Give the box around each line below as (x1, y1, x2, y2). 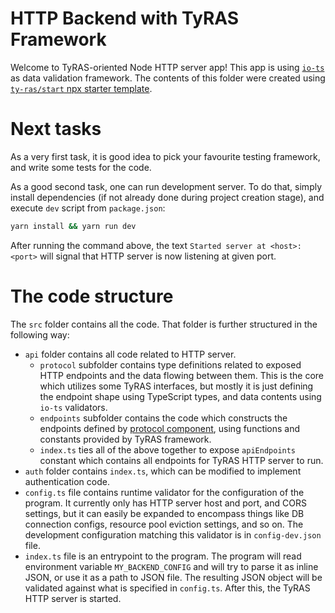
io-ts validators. (39, 401, 108, 413)
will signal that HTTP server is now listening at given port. (39, 250, 277, 262)
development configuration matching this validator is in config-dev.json (24, 528, 322, 541)
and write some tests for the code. (10, 161, 152, 173)
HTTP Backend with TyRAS (10, 7, 240, 30)
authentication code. (24, 475, 110, 487)
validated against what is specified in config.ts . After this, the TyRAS (24, 582, 311, 594)
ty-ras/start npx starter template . (10, 82, 153, 94)
